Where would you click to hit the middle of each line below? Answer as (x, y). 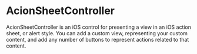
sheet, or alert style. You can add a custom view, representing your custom (97, 33)
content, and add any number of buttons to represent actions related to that (98, 39)
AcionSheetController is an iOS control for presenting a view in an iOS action (99, 27)
